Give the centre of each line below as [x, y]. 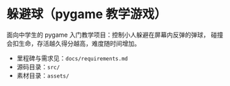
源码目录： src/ [38, 67]
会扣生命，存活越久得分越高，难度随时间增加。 [73, 43]
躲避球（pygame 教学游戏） [87, 14]
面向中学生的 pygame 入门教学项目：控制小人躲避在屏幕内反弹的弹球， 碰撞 [115, 35]
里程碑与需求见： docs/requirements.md [72, 58]
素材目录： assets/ [43, 75]
